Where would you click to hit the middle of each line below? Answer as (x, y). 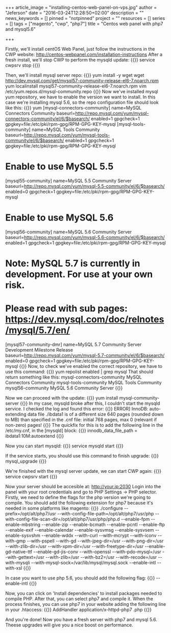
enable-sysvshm (23, 535)
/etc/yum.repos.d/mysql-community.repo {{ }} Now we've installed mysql (82, 91)
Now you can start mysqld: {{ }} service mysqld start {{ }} (65, 446)
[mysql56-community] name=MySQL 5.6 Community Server (69, 232)
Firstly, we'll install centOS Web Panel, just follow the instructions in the (80, 49)
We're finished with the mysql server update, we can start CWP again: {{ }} (83, 471)
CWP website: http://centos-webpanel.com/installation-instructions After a (84, 54)
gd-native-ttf (19, 552)
